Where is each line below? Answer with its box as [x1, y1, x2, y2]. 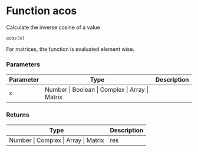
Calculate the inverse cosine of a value [6, 24, 100, 31]
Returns [6, 111, 29, 119]
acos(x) [6, 35, 25, 41]
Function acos [6, 4, 77, 18]
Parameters [6, 60, 40, 69]
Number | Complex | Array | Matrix [9, 136, 104, 144]
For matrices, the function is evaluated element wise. [6, 46, 134, 53]
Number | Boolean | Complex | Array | [44, 86, 149, 94]
